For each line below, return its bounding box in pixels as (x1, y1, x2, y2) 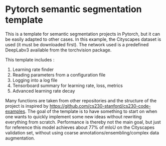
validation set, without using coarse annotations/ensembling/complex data (5, 129, 159, 135)
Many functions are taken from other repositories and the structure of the (5, 97, 157, 104)
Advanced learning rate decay (12, 88, 75, 94)
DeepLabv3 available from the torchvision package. (5, 47, 112, 53)
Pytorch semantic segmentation (5, 4, 142, 15)
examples (5, 108, 26, 114)
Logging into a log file (12, 77, 58, 83)
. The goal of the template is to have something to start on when (25, 108, 157, 114)
